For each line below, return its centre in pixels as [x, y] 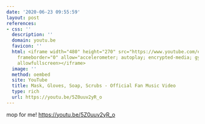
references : [21, 23]
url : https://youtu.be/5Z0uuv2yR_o [57, 97]
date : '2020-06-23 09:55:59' [43, 12]
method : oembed [31, 75]
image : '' [24, 69]
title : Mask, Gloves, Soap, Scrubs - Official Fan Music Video [94, 86]
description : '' [32, 35]
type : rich [26, 92]
